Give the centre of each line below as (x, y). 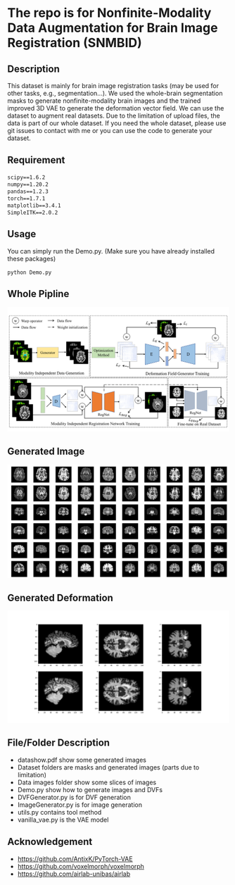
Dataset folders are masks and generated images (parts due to (108, 767)
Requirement (36, 160)
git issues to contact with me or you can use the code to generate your (110, 131)
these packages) (32, 258)
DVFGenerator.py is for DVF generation (74, 797)
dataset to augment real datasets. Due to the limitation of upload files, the (114, 115)
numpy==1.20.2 (28, 184)
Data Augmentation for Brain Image (113, 28)
